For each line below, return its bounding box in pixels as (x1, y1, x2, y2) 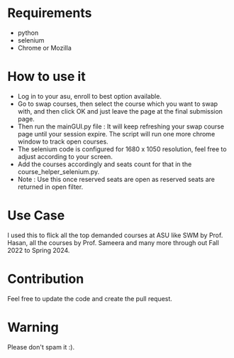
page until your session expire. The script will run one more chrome (17, 129, 216, 138)
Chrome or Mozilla (17, 43, 72, 52)
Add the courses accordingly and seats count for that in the (17, 160, 192, 168)
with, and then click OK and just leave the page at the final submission (17, 107, 223, 115)
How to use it (7, 69, 87, 85)
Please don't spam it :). (7, 342, 75, 351)
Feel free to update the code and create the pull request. (7, 294, 172, 303)
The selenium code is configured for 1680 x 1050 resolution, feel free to (17, 144, 227, 153)
